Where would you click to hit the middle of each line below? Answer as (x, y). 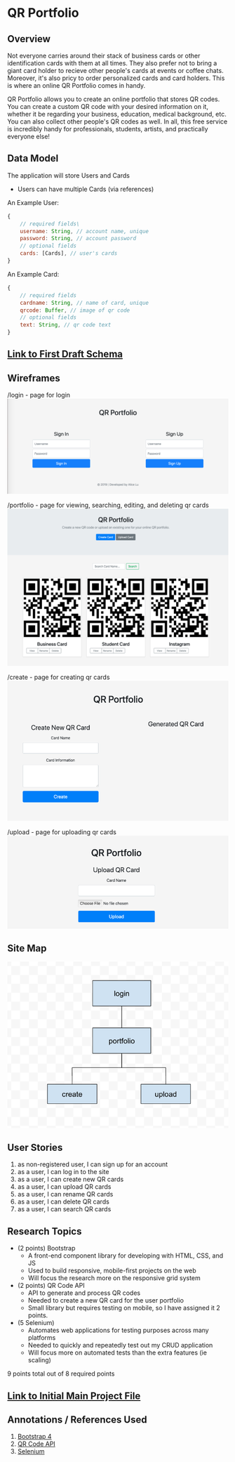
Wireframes (34, 378)
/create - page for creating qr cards (59, 677)
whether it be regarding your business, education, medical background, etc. (117, 114)
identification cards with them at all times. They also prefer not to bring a (112, 63)
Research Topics (45, 1231)
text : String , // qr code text (66, 325)
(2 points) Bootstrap (46, 1249)
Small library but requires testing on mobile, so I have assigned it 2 (124, 1308)
